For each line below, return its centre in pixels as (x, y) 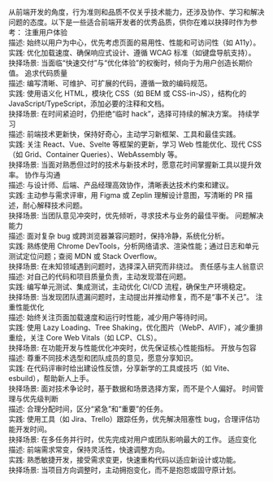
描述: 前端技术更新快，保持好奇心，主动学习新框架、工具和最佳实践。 (124, 134)
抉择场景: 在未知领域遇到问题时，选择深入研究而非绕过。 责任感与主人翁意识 (136, 266)
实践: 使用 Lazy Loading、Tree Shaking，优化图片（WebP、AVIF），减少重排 (136, 327)
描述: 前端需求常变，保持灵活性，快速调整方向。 (89, 449)
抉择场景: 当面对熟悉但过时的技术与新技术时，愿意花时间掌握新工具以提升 (131, 164)
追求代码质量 (45, 73)
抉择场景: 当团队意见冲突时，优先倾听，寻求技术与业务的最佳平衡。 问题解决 (136, 215)
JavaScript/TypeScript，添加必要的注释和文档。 (89, 103)
